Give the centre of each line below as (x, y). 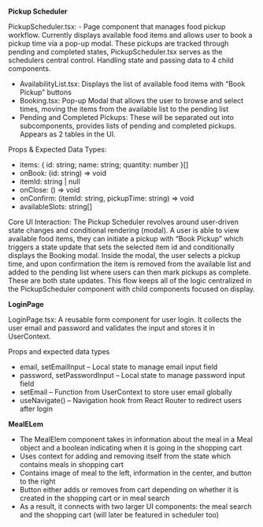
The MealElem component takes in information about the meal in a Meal (136, 439)
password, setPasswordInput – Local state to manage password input (132, 375)
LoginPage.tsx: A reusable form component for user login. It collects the (125, 320)
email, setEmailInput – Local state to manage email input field (119, 367)
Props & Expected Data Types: (57, 150)
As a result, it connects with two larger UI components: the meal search (135, 506)
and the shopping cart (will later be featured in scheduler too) (119, 515)
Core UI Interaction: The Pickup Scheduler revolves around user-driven (123, 222)
